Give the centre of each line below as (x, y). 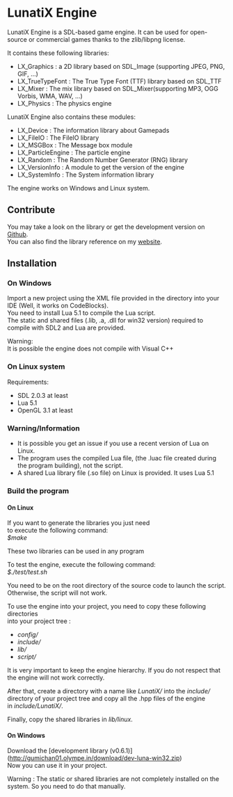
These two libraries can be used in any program (76, 552)
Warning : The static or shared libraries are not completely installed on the (113, 779)
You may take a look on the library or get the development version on (106, 227)
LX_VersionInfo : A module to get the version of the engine (101, 167)
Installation (32, 263)
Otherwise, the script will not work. (57, 593)
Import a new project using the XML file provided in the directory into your (113, 298)
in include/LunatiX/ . (35, 706)
